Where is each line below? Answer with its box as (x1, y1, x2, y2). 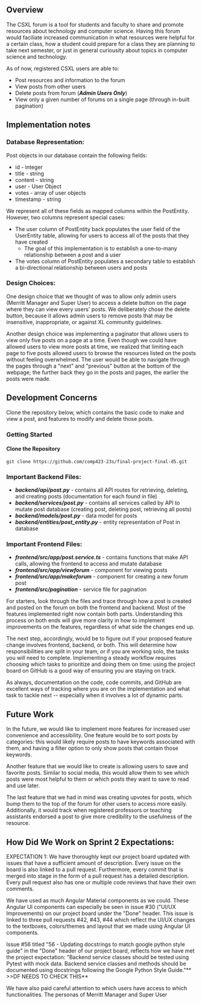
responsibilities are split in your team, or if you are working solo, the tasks (6, 648, 189, 655)
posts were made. (6, 375, 51, 382)
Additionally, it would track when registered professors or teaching (6, 807, 172, 814)
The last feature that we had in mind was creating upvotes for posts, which (6, 794, 192, 801)
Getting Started (6, 430, 52, 438)
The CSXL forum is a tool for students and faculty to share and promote (6, 21, 184, 28)
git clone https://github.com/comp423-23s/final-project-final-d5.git (6, 458, 188, 465)
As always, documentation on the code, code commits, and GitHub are (6, 679, 182, 686)
